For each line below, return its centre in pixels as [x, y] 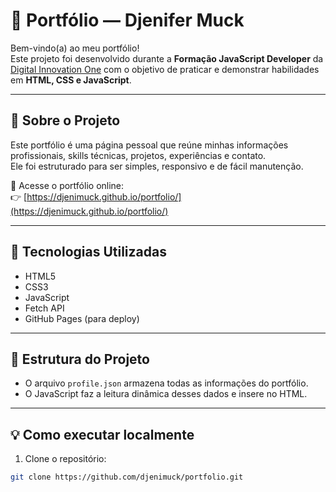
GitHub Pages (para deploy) [82, 318]
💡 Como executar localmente [102, 434]
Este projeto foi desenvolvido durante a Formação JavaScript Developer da [167, 58]
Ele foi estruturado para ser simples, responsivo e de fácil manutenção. [157, 166]
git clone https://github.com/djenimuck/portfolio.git [127, 477]
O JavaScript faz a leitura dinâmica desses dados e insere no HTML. [166, 394]
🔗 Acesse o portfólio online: [67, 185]
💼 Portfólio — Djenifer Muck [127, 20]
